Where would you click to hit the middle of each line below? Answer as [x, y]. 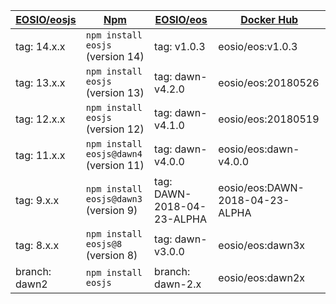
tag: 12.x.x [40, 119]
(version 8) [111, 255]
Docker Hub [269, 19]
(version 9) [111, 210]
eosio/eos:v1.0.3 [258, 46]
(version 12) [115, 129]
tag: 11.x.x [40, 155]
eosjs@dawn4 [114, 154]
